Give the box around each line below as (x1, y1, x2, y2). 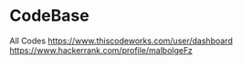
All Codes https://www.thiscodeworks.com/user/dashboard (9, 35, 233, 46)
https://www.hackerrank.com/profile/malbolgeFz (9, 44, 194, 55)
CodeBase (9, 5, 89, 26)
